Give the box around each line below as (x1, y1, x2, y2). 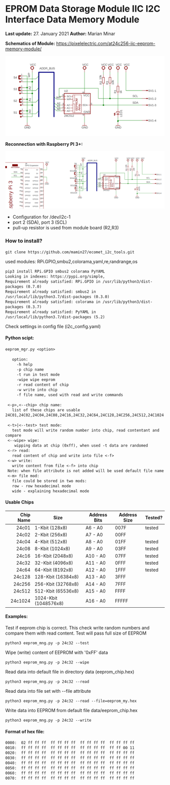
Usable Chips (5, 499, 34, 505)
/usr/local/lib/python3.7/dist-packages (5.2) (5, 315, 105, 320)
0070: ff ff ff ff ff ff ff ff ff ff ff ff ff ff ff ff (5, 776, 135, 781)
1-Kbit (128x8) (34, 525, 67, 531)
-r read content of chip (16, 382, 69, 387)
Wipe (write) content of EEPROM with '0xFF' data (5, 649, 108, 655)
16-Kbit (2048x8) (34, 553, 73, 559)
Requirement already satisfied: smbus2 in (5, 289, 96, 294)
